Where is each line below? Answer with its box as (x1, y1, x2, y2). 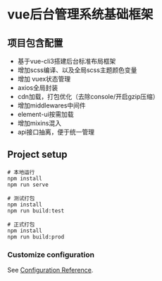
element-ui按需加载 (17, 110, 74, 118)
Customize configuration (7, 249, 95, 259)
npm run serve (7, 181, 49, 188)
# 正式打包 (7, 221, 35, 228)
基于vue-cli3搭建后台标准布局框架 (17, 57, 116, 65)
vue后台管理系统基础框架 (7, 6, 154, 23)
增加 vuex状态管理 (17, 75, 71, 83)
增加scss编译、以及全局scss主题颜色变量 (17, 66, 137, 74)
